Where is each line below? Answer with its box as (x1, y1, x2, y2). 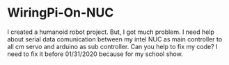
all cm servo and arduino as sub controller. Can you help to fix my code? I (7, 42, 218, 50)
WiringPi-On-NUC (7, 5, 114, 21)
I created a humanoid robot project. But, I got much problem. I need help (7, 28, 214, 36)
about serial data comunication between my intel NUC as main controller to (7, 35, 223, 43)
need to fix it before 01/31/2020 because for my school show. (7, 50, 183, 58)
